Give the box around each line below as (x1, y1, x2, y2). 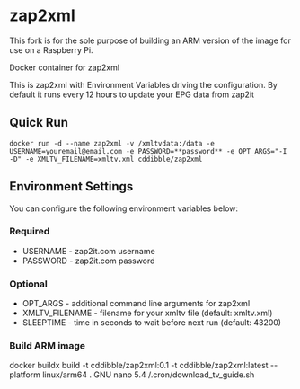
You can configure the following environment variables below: (9, 203, 239, 214)
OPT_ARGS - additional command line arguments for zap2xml (22, 298, 251, 309)
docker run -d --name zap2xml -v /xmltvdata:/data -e (9, 138, 216, 148)
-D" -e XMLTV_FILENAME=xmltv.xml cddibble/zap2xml (9, 155, 203, 164)
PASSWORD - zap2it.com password (22, 255, 155, 266)
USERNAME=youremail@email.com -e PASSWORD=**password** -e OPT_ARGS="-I (9, 146, 287, 155)
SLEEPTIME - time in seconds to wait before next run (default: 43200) (22, 317, 281, 328)
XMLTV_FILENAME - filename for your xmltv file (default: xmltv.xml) (22, 307, 273, 319)
